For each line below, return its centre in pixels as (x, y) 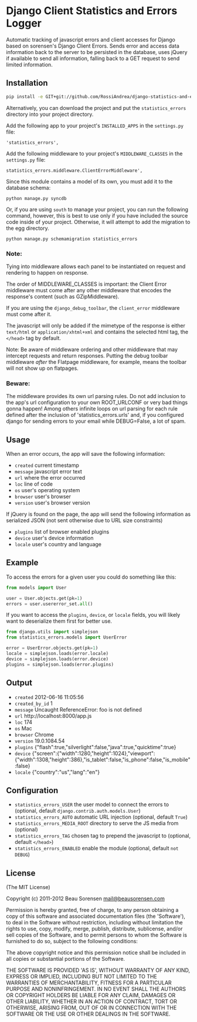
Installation (27, 83)
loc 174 (23, 722)
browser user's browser (43, 497)
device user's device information (54, 538)
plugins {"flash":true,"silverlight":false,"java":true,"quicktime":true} (95, 747)
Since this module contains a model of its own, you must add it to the (89, 181)
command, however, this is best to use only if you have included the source (97, 215)
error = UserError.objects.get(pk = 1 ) (52, 648)
